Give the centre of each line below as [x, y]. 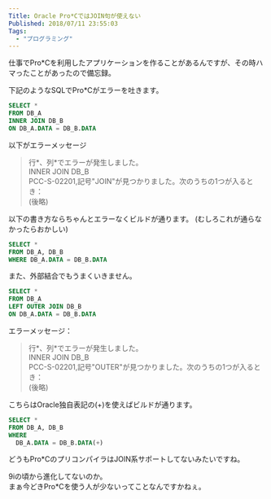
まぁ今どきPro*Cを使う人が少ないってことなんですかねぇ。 [107, 487]
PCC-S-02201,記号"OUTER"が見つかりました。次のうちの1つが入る [141, 366]
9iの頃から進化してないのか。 [58, 476]
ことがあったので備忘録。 [72, 73]
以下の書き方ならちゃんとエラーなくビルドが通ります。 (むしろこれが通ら [131, 219]
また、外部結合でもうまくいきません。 [72, 276]
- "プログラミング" [44, 39]
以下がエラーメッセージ [48, 145]
